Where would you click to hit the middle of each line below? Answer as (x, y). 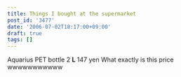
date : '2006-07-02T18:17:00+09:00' (59, 27)
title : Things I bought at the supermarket (72, 14)
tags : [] (20, 40)
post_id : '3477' (31, 20)
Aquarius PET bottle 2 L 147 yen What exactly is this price (90, 59)
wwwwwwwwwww (35, 67)
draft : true (25, 33)
